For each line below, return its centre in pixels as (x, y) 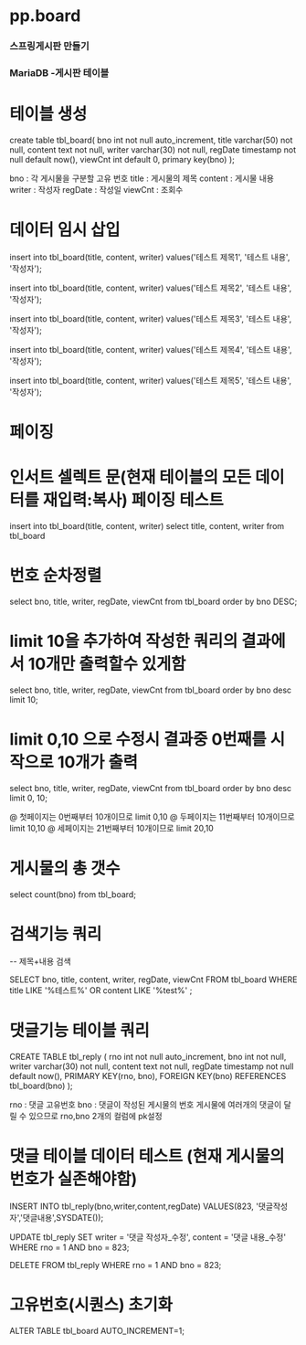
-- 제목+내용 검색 (40, 961)
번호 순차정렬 (56, 576)
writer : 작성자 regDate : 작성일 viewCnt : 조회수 (96, 189)
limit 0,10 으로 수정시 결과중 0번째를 (138, 740)
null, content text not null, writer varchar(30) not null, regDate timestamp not (153, 149)
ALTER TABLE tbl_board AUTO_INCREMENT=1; (97, 1330)
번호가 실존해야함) (74, 1179)
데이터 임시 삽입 (65, 230)
